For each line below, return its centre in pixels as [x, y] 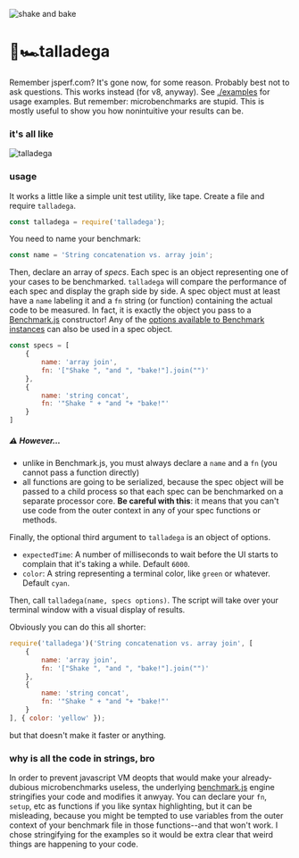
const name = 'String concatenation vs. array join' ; [112, 255]
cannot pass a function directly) [81, 472]
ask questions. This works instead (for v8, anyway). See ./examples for [140, 92]
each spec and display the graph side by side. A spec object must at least [145, 291]
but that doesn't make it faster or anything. [88, 735]
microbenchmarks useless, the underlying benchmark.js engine [158, 787]
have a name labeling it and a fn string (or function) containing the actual [141, 301]
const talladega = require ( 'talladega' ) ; [87, 222]
